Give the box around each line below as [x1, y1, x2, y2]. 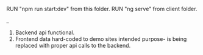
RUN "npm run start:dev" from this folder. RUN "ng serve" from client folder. [6, 5, 198, 12]
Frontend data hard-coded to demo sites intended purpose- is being [15, 35, 187, 42]
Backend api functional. [15, 29, 75, 36]
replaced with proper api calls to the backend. [15, 42, 131, 49]
